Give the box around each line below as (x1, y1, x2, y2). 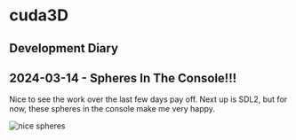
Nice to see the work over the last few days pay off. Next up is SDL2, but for (9, 94, 288, 105)
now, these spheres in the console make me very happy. (9, 104, 216, 114)
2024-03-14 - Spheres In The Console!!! (9, 70, 237, 85)
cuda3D (9, 5, 69, 26)
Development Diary (9, 41, 118, 56)
